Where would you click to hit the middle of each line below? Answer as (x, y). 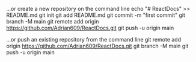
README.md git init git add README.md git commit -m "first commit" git (96, 15)
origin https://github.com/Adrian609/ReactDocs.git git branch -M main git (97, 46)
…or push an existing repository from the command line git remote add (94, 39)
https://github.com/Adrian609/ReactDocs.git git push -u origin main (90, 28)
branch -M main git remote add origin (53, 21)
